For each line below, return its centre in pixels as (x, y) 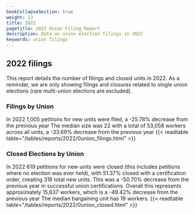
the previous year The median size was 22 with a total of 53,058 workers (96, 126)
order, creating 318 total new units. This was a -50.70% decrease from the (98, 179)
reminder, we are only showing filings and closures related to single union (97, 84)
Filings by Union (30, 106)
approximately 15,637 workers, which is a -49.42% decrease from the (92, 192)
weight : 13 (20, 17)
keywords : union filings (37, 39)
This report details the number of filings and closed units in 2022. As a (93, 78)
